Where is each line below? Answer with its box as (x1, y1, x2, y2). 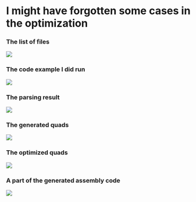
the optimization (6, 16, 88, 30)
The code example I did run (6, 65, 85, 74)
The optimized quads (6, 148, 68, 157)
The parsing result (6, 93, 60, 101)
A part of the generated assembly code (6, 176, 121, 184)
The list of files (6, 38, 50, 46)
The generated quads (6, 121, 69, 129)
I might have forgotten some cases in (6, 4, 191, 18)
